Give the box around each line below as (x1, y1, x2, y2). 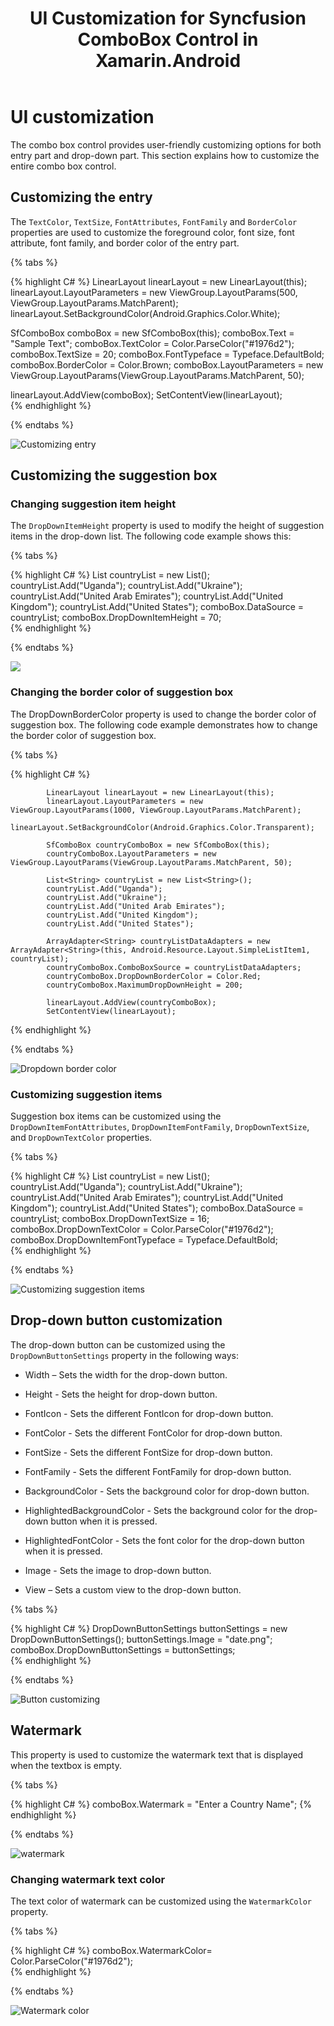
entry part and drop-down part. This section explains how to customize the (10, 149, 320, 161)
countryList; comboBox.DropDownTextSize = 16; (10, 1213, 210, 1225)
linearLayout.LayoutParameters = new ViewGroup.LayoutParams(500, (10, 286, 298, 298)
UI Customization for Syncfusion (29, 7, 307, 30)
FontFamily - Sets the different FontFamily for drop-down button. (24, 1465, 292, 1477)
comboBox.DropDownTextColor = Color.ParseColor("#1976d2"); (10, 1223, 274, 1236)
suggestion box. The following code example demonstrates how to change (10, 718, 318, 731)
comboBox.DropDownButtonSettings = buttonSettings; (10, 1643, 236, 1656)
